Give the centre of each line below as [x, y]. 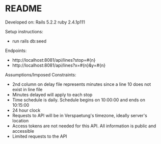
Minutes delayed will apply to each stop [52, 95]
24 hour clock [26, 110]
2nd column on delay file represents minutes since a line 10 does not [81, 84]
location [20, 120]
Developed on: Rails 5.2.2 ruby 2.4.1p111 [45, 22]
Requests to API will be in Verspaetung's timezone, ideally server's [80, 115]
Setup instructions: [24, 31]
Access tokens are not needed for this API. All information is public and [84, 126]
